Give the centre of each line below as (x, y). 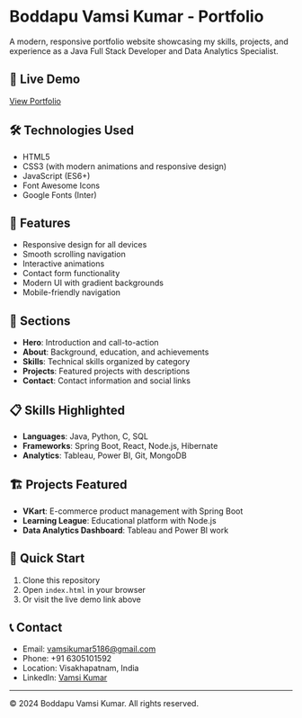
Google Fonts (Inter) (59, 194)
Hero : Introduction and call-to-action (90, 343)
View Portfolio (35, 101)
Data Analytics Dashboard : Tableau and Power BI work (125, 530)
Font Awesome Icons (61, 185)
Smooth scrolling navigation (74, 255)
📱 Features (40, 223)
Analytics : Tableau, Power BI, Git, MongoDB (104, 455)
